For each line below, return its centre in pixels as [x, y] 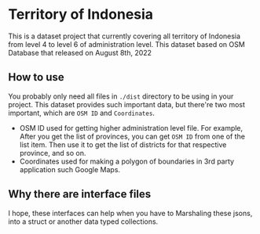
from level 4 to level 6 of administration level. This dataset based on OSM [126, 44]
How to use [36, 77]
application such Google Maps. [70, 169]
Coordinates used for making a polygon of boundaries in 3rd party [126, 161]
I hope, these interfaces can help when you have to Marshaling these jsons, [130, 213]
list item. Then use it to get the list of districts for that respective [123, 144]
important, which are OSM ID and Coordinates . [82, 113]
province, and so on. [53, 153]
